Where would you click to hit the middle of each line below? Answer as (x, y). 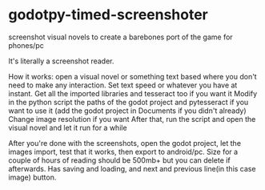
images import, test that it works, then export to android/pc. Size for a (123, 152)
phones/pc (26, 45)
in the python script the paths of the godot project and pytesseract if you (128, 102)
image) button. (32, 177)
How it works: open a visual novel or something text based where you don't (133, 76)
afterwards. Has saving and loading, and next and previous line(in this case (132, 168)
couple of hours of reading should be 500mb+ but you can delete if (119, 160)
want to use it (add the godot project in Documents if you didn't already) (127, 111)
